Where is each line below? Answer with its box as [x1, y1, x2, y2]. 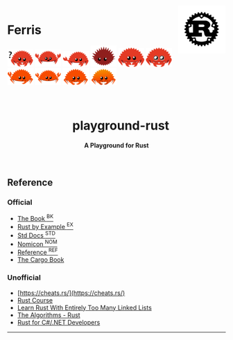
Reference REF [17, 247, 58, 257]
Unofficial [7, 273, 42, 283]
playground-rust [72, 118, 170, 134]
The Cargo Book [17, 256, 64, 264]
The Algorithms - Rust [17, 310, 81, 319]
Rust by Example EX [17, 222, 74, 231]
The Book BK [17, 213, 54, 222]
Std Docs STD [17, 230, 55, 240]
